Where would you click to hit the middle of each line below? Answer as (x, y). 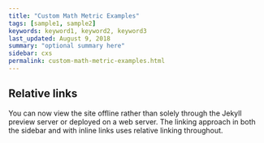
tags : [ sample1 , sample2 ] (52, 23)
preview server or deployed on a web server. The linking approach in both (132, 121)
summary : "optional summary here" (67, 46)
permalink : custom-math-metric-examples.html (87, 61)
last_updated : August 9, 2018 (60, 38)
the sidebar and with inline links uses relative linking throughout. (116, 130)
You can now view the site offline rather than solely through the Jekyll (125, 113)
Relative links (43, 94)
